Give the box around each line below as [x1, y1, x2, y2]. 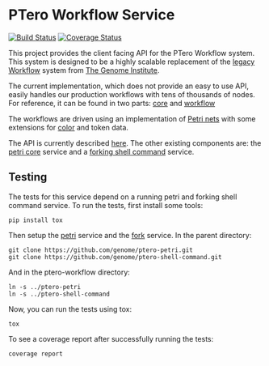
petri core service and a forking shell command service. [8, 147, 195, 156]
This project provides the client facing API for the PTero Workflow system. [8, 48, 255, 57]
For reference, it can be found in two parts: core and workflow [8, 98, 216, 108]
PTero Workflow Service [8, 6, 175, 24]
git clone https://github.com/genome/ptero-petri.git [8, 245, 194, 254]
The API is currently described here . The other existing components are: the [8, 138, 262, 147]
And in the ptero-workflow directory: [8, 267, 131, 277]
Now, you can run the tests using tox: [8, 304, 132, 313]
